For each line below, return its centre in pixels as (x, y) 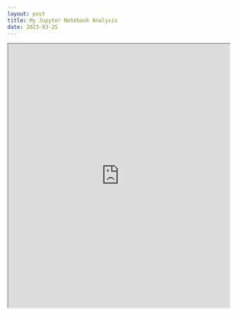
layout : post (26, 14)
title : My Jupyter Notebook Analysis (63, 20)
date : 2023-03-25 (33, 27)
